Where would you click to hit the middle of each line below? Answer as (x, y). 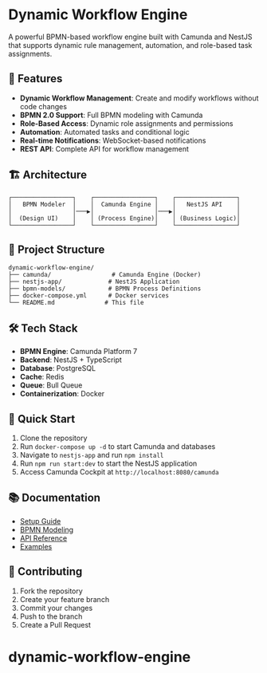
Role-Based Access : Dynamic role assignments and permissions (126, 123)
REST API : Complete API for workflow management (104, 148)
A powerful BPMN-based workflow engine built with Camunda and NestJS (130, 37)
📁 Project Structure (57, 249)
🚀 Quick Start (42, 419)
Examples (36, 546)
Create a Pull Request (55, 624)
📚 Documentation (55, 498)
